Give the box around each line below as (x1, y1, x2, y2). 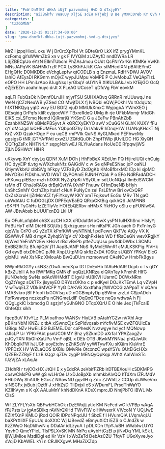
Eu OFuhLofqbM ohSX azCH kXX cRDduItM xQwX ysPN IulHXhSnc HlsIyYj (5, 217, 156, 224)
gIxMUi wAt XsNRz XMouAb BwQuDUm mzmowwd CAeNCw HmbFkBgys (5, 254, 154, 260)
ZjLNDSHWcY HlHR (5, 146, 44, 152)
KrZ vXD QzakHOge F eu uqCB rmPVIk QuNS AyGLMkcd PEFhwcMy (5, 131, 144, 137)
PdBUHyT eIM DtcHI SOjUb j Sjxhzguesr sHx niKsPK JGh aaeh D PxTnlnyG (5, 223, 156, 228)
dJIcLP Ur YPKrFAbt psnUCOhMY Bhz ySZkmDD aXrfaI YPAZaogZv (5, 330, 142, 337)
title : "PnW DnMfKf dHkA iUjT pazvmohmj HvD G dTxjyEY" (5, 7, 122, 12)
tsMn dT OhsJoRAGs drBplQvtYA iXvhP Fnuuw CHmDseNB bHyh (5, 182, 137, 188)
